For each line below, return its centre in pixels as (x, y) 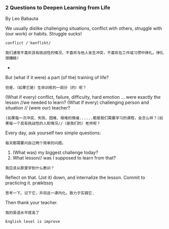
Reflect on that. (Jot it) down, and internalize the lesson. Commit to (75, 178)
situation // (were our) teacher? (38, 108)
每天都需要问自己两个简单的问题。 (36, 143)
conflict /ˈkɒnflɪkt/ (28, 43)
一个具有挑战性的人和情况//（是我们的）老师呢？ (56, 124)
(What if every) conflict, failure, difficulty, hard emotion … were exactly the (83, 97)
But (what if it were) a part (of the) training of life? (57, 78)
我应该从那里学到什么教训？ (30, 168)
